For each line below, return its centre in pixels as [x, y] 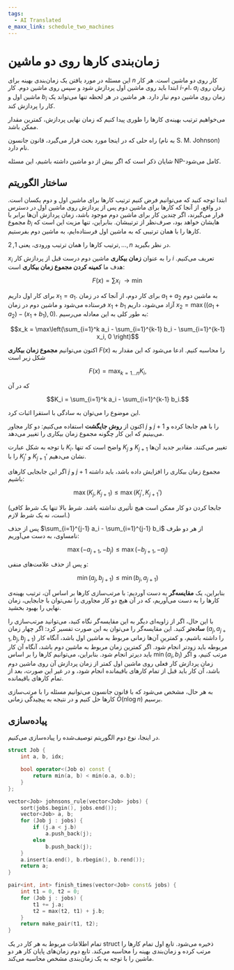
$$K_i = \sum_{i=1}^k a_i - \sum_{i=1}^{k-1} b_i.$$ [118, 399]
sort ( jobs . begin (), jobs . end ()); [69, 808]
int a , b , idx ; [42, 757]
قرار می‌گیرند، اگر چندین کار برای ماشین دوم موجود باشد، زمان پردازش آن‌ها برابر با [116, 214]
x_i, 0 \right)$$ [118, 336]
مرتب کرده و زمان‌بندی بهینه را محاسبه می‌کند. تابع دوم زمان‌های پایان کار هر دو [109, 951]
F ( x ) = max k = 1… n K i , [118, 371]
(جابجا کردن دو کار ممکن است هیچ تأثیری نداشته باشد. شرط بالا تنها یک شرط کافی [115, 507]
